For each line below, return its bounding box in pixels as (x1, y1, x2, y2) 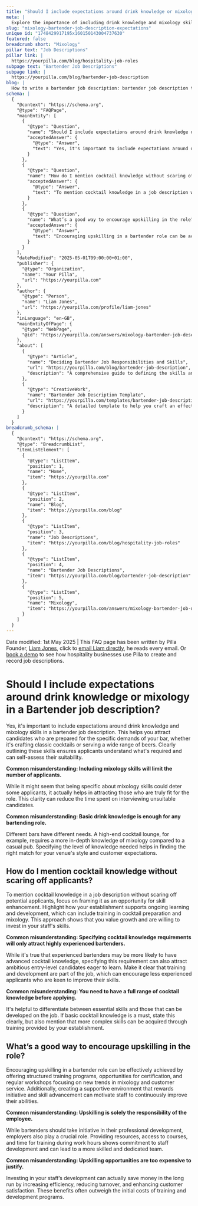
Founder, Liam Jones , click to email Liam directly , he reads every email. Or (6, 645, 187, 652)
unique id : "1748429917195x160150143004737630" (6, 31, 126, 37)
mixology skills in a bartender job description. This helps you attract (6, 728, 171, 735)
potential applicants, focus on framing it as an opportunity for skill (6, 897, 166, 904)
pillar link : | (6, 52, 44, 58)
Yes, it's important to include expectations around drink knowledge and (6, 722, 180, 729)
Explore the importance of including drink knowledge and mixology (11, 19, 181, 25)
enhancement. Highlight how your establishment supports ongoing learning (6, 904, 190, 911)
